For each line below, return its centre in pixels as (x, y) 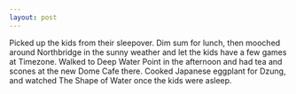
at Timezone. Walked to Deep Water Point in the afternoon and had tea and (146, 61)
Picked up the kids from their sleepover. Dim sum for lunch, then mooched (145, 43)
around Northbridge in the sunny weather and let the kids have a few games (148, 52)
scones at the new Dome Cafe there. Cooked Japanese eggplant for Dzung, (148, 71)
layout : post (33, 17)
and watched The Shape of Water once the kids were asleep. (121, 80)
